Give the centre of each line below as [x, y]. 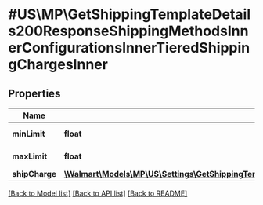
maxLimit [30, 156]
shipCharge [34, 174]
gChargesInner [58, 65]
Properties [34, 93]
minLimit [29, 134]
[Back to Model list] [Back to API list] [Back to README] [98, 193]
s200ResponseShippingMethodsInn [128, 31]
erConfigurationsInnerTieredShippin [129, 48]
